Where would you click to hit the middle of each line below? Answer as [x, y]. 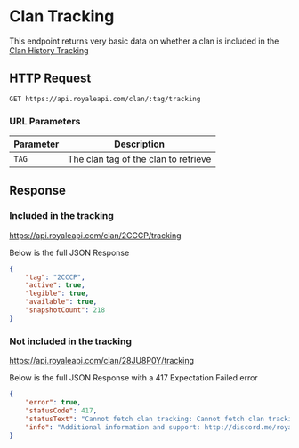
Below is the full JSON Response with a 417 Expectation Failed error [133, 378]
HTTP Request [50, 79]
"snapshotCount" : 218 [65, 310]
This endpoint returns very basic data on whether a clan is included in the [144, 41]
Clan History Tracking [49, 50]
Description [140, 144]
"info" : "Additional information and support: [113, 427]
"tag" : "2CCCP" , [56, 277]
